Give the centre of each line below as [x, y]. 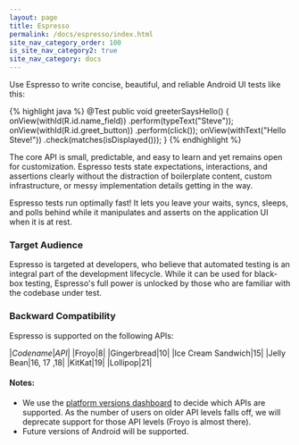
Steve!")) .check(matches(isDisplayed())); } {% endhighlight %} [125, 140]
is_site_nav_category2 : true [63, 51]
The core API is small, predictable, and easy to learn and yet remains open [146, 157]
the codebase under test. [56, 293]
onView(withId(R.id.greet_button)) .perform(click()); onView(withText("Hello [148, 130]
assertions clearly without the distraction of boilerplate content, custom [141, 176]
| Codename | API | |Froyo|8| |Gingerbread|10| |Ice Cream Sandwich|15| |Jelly [148, 353]
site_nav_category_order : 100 [66, 42]
